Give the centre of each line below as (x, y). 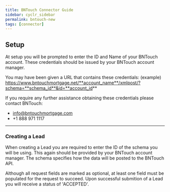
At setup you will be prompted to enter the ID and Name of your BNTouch (82, 57)
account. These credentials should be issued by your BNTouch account (80, 62)
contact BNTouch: (24, 103)
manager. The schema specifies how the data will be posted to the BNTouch (85, 158)
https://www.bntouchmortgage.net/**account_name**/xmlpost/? (73, 83)
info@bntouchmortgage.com (42, 113)
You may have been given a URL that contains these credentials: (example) (83, 78)
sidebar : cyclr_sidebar (30, 15)
